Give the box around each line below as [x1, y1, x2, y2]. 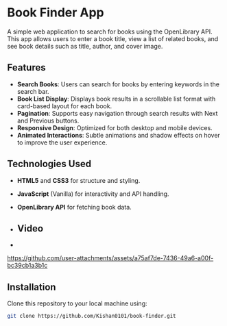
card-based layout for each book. [16, 101, 112, 110]
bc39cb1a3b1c [7, 262, 48, 270]
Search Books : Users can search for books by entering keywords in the [16, 80, 219, 88]
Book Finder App [7, 5, 104, 21]
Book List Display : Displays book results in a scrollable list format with [16, 95, 216, 103]
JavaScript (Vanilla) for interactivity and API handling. [16, 190, 169, 198]
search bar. [16, 87, 49, 95]
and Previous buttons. [16, 116, 80, 125]
